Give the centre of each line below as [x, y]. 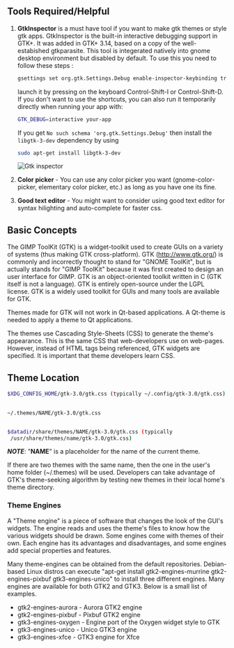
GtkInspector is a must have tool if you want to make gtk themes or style [122, 28]
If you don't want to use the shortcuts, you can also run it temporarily [116, 99]
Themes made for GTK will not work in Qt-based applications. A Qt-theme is [116, 312]
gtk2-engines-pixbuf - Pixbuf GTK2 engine [79, 614]
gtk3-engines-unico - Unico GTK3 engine [77, 629]
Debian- [215, 564]
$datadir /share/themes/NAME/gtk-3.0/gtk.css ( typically [90, 432]
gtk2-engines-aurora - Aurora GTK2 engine [80, 607]
